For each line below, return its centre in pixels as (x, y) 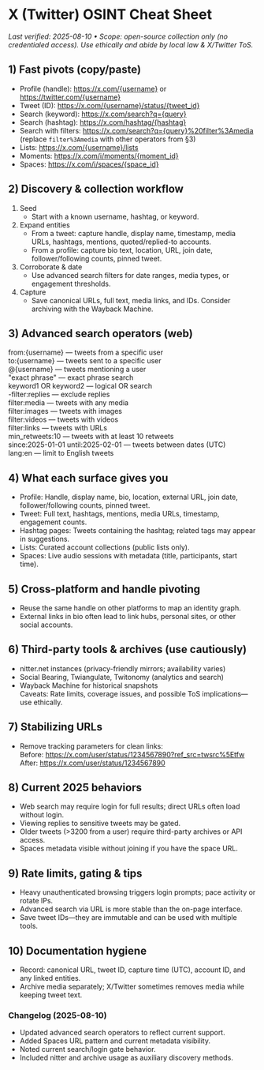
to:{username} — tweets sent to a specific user (85, 361)
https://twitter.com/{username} (70, 97)
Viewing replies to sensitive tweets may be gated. (100, 824)
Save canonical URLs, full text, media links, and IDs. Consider (131, 300)
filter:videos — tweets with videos (63, 419)
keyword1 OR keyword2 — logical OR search (80, 386)
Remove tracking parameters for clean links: (91, 746)
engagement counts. (53, 522)
